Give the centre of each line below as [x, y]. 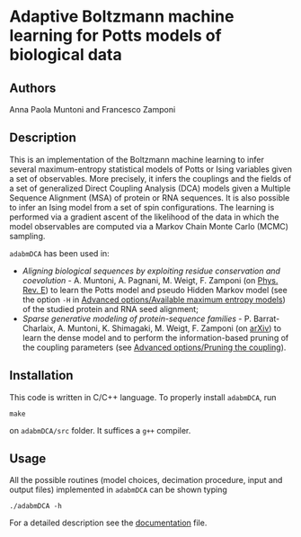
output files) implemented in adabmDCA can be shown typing [118, 490]
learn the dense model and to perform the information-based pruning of [155, 337]
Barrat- [266, 318]
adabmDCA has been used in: [59, 253]
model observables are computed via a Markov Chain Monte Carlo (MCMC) [149, 226]
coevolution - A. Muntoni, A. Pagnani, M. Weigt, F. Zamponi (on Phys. [150, 280]
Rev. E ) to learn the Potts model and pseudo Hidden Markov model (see [155, 290]
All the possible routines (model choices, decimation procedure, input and [146, 480]
